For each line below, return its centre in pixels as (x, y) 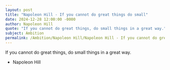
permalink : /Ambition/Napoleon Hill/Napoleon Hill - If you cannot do (81, 38)
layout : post (19, 10)
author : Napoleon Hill (29, 24)
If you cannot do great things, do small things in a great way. (68, 52)
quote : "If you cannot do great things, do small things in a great (79, 29)
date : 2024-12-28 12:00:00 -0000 (40, 19)
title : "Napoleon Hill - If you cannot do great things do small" (77, 15)
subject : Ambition (25, 33)
